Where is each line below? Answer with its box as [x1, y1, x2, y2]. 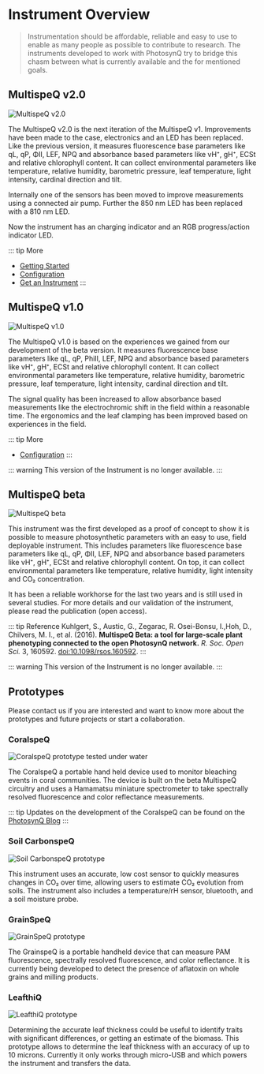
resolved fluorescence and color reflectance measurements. [8, 792, 205, 802]
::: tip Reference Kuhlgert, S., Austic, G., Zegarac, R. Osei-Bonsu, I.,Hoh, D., [8, 622, 252, 631]
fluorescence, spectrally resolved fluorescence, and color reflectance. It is [8, 956, 251, 965]
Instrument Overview [8, 6, 151, 24]
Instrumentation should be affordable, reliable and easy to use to [27, 32, 238, 41]
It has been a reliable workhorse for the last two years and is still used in [8, 589, 243, 599]
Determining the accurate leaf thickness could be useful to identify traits [8, 1025, 243, 1035]
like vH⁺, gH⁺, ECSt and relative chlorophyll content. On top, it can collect [8, 558, 245, 567]
